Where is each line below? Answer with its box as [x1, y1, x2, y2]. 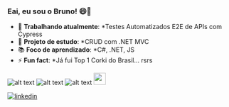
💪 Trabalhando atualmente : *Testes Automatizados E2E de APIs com [17, 23, 223, 31]
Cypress [17, 30, 43, 38]
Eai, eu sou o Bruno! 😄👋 [7, 6, 92, 16]
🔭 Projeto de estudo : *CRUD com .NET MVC [17, 38, 149, 46]
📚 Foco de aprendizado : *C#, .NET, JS [17, 45, 135, 54]
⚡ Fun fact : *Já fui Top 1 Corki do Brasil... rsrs [17, 56, 153, 64]
